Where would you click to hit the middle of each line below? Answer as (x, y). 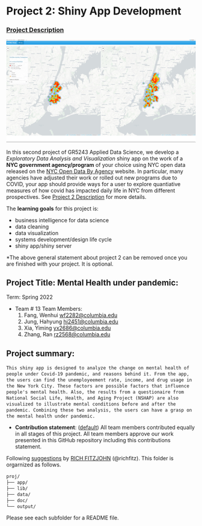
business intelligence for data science (62, 220)
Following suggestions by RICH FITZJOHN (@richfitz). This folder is (90, 459)
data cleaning (32, 227)
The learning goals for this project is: (53, 208)
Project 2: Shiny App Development (94, 11)
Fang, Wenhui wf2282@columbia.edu (71, 315)
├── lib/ (17, 489)
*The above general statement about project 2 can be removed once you (97, 257)
